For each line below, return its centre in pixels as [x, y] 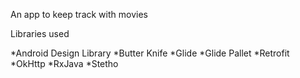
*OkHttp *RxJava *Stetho [64, 63]
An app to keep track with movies [79, 14]
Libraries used [40, 33]
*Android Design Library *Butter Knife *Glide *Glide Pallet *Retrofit [150, 53]
